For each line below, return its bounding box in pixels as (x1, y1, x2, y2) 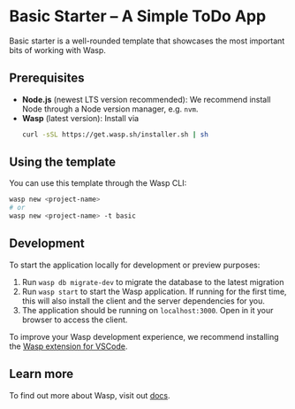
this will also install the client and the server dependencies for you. (21, 295, 265, 306)
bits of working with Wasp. (9, 44, 106, 55)
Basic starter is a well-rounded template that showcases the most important (9, 35, 285, 46)
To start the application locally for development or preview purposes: (9, 259, 261, 270)
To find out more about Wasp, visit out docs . (9, 390, 170, 400)
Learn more (9, 367, 74, 382)
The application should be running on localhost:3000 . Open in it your (21, 305, 274, 315)
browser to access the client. (21, 314, 128, 325)
